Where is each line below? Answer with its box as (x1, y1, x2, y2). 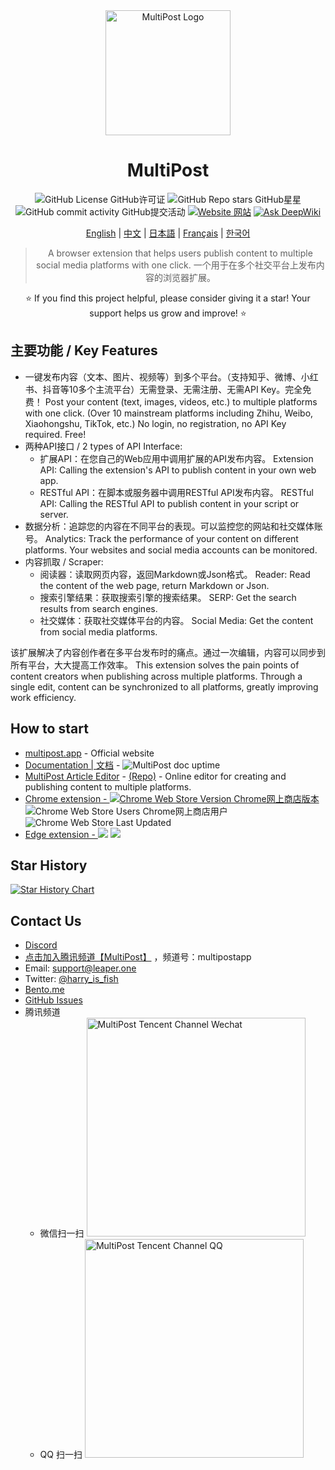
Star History (10, 857, 88, 874)
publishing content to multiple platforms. (24, 780, 192, 793)
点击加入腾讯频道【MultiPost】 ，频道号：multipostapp (24, 951, 252, 963)
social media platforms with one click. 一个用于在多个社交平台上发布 (36, 259, 317, 271)
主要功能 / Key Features (10, 342, 158, 359)
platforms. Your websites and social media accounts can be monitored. (24, 544, 318, 556)
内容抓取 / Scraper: (24, 555, 104, 568)
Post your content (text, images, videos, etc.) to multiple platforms (44, 395, 318, 408)
